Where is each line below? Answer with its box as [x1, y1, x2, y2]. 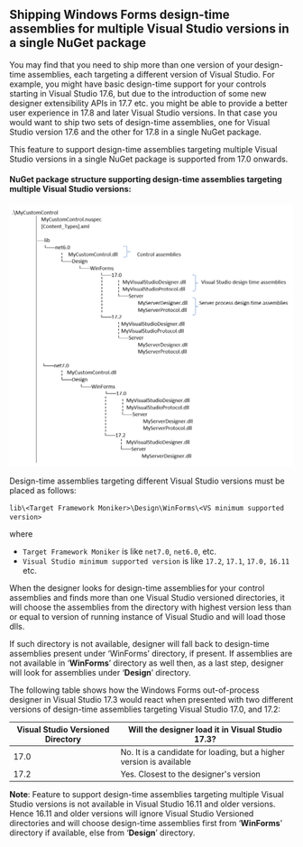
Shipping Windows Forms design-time [9, 7, 230, 23]
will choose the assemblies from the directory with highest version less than [9, 602, 291, 612]
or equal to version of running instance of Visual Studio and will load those [9, 612, 286, 622]
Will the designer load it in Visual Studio [127, 723, 282, 734]
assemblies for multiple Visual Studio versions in [9, 22, 290, 37]
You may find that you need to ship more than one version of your [9, 59, 253, 70]
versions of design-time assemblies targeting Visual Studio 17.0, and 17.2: [9, 704, 281, 715]
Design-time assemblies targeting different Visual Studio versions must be [9, 475, 286, 486]
